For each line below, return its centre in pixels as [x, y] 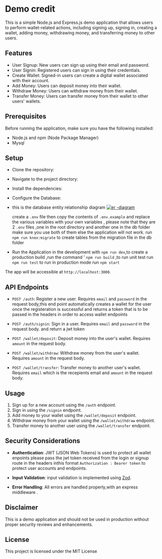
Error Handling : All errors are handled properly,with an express [75, 487]
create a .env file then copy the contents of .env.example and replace [81, 217]
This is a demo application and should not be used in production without [77, 519]
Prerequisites [26, 117]
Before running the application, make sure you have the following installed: [79, 128]
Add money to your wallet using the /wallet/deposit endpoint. [74, 415]
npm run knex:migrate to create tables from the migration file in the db [82, 237]
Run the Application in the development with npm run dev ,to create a [80, 252]
